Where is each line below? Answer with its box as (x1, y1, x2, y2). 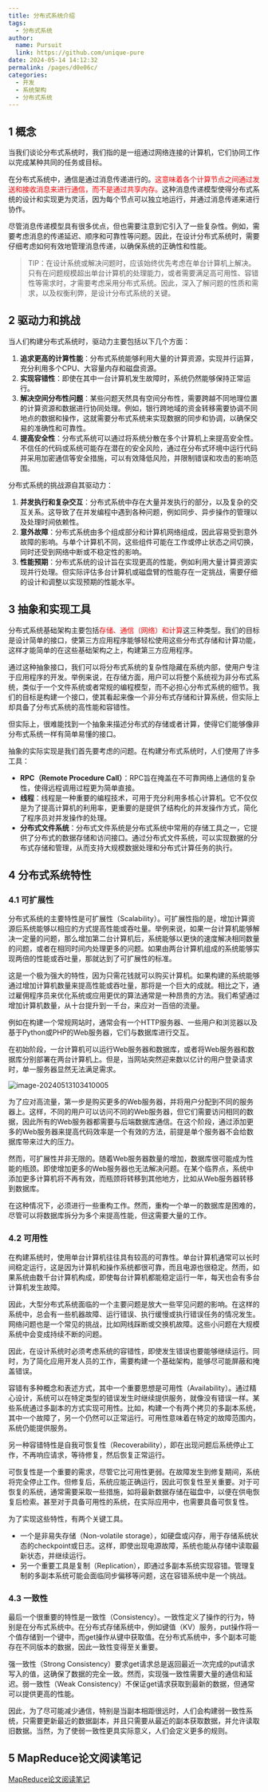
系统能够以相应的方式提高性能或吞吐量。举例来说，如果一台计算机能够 (22, 924, 253, 934)
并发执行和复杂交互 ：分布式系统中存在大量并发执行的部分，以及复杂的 (19, 496, 251, 507)
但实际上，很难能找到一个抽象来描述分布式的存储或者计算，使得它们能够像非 (8, 719, 260, 729)
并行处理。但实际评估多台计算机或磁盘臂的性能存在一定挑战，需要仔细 (26, 567, 258, 576)
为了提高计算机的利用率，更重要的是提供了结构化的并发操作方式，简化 (26, 803, 258, 813)
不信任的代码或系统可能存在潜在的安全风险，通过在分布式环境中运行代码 (19, 443, 258, 453)
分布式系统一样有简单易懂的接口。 (8, 729, 120, 738)
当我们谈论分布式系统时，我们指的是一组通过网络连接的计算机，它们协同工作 (8, 148, 260, 157)
